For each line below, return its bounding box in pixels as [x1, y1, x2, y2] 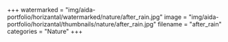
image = [164, 13, 188, 21]
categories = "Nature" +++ [7, 27, 84, 35]
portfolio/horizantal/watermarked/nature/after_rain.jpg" [7, 13, 163, 21]
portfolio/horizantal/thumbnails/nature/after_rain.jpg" [7, 20, 157, 28]
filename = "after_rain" [157, 20, 223, 28]
